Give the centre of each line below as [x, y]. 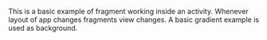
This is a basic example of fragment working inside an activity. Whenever [128, 11]
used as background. [43, 28]
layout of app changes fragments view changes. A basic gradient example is [134, 20]
